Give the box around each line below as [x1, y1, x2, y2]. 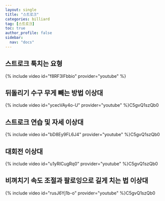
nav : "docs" [9, 40, 35, 45]
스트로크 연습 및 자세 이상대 [5, 118, 83, 126]
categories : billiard [5, 16, 50, 21]
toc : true [5, 26, 26, 31]
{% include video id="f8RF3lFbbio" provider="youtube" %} [5, 73, 126, 79]
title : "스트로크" [5, 12, 39, 17]
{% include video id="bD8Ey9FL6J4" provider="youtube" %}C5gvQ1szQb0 [5, 132, 160, 138]
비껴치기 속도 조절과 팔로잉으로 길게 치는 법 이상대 [5, 177, 148, 185]
